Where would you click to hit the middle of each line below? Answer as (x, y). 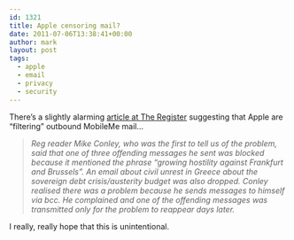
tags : (19, 58)
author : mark (33, 42)
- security (37, 91)
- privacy (35, 83)
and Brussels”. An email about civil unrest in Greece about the (144, 171)
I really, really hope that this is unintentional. (89, 226)
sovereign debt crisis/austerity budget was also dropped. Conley (149, 181)
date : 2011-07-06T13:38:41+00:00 (71, 34)
